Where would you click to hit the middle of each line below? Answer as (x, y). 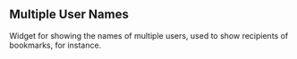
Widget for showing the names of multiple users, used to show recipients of (149, 35)
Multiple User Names (69, 15)
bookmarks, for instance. (55, 45)
